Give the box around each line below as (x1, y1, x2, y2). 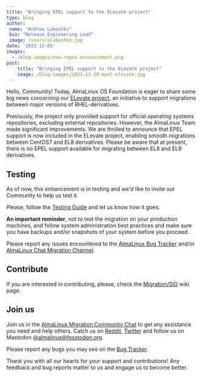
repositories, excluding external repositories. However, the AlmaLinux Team (6, 119, 196, 127)
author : (6, 20, 26, 26)
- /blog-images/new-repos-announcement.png (12, 54, 124, 60)
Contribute (6, 264, 49, 275)
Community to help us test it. (6, 192, 78, 199)
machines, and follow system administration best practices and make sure (6, 222, 192, 229)
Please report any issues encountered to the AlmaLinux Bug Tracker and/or (6, 240, 195, 247)
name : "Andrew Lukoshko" (9, 26, 72, 32)
